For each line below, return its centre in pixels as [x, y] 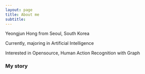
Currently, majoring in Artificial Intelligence [50, 43]
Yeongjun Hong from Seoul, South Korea [47, 34]
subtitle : [16, 19]
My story [16, 66]
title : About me [22, 15]
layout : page [19, 10]
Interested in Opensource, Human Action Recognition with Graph [73, 53]
